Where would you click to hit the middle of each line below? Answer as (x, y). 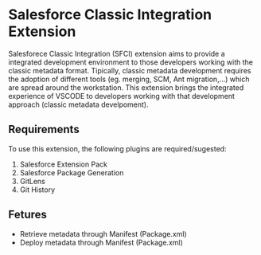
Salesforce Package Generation (72, 172)
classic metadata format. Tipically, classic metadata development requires (130, 70)
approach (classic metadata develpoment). (78, 104)
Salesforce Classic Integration (110, 15)
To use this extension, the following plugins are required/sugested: (117, 148)
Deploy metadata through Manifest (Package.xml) (101, 242)
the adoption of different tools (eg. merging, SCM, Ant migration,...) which (129, 79)
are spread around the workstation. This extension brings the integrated (126, 87)
